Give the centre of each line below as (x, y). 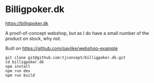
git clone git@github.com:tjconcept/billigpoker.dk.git (65, 57)
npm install (18, 66)
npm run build (20, 75)
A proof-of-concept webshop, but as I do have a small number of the (77, 33)
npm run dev (18, 71)
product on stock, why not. (33, 38)
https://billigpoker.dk (27, 23)
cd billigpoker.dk (25, 62)
